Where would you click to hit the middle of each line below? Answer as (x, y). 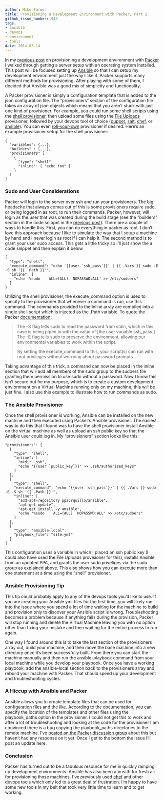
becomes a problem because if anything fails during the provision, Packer (79, 617)
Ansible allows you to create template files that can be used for (68, 701)
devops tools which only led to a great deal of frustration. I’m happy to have (81, 782)
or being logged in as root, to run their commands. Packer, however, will (77, 212)
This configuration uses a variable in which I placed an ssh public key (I (77, 553)
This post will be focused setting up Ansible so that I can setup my (72, 70)
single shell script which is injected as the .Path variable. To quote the (75, 312)
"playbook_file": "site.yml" (43, 535)
